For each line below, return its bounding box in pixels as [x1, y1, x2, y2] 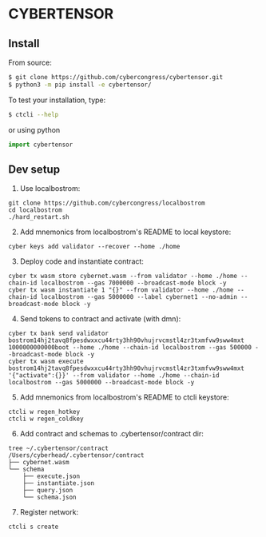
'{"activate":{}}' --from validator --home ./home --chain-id [8, 372, 220, 380]
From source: [8, 58, 52, 67]
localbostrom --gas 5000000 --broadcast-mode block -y [8, 379, 195, 387]
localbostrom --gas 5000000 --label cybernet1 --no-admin [40, 293, 238, 301]
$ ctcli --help [8, 110, 59, 118]
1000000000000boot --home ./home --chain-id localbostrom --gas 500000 [8, 344, 252, 352]
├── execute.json [22, 472, 81, 480]
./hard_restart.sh [8, 213, 69, 221]
